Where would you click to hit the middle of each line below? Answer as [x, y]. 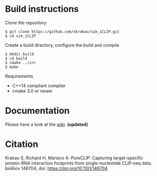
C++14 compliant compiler [39, 86]
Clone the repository [26, 23]
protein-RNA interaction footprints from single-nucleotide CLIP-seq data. [78, 163]
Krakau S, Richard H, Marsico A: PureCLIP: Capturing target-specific [74, 158]
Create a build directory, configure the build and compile [62, 45]
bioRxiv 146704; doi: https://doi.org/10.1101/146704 [56, 168]
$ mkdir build [20, 54]
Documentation [38, 111]
